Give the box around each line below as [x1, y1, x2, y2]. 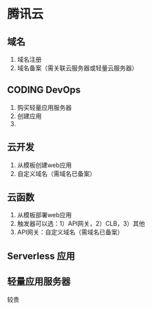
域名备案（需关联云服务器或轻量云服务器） [17, 64, 138, 72]
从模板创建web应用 [17, 161, 72, 169]
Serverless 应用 [7, 250, 76, 262]
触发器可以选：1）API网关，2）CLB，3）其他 [17, 219, 146, 228]
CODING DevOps [7, 84, 81, 96]
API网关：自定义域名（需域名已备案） [17, 228, 124, 236]
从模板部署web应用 [17, 211, 72, 219]
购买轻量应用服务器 [17, 103, 72, 111]
